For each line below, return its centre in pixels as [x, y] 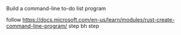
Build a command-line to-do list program [56, 8]
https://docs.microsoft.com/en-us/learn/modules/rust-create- [99, 20]
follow [14, 20]
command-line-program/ [37, 26]
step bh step [84, 26]
